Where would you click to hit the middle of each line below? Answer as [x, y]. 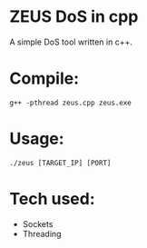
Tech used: [52, 199]
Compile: [44, 79]
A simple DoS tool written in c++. [71, 42]
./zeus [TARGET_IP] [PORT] [60, 163]
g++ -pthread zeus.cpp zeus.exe [70, 103]
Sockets [38, 223]
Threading [42, 233]
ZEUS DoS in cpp [74, 17]
